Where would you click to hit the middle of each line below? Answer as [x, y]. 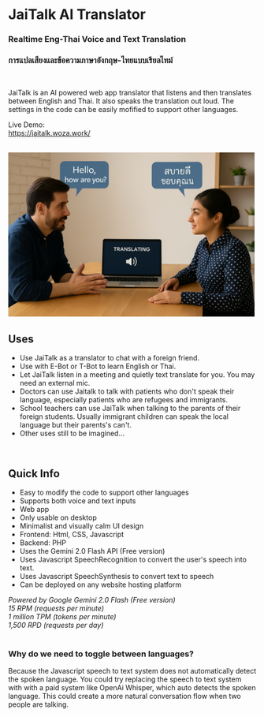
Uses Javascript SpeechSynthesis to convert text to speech [117, 577]
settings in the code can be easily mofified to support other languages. [123, 110]
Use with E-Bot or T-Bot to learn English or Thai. [98, 366]
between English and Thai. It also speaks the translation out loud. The [121, 101]
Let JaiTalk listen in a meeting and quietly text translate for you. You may [137, 375]
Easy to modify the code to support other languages [104, 493]
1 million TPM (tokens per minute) [62, 617]
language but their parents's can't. [76, 425]
